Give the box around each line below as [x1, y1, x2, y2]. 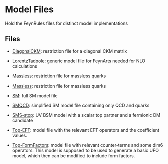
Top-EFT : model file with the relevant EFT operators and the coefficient [12, 127, 159, 133]
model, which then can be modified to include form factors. [12, 152, 135, 159]
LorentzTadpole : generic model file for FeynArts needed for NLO [12, 58, 146, 64]
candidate [12, 117, 33, 123]
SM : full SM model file [12, 92, 58, 99]
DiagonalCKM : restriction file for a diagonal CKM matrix [12, 48, 127, 54]
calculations [12, 63, 37, 69]
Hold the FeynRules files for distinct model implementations [5, 20, 128, 26]
